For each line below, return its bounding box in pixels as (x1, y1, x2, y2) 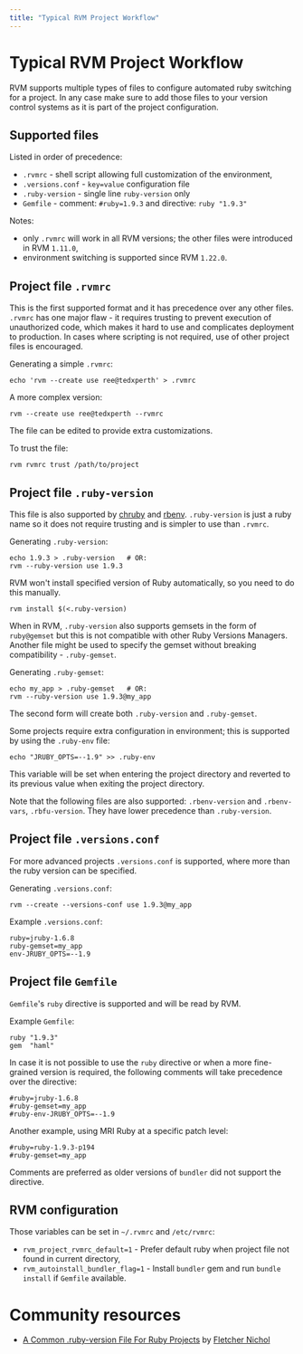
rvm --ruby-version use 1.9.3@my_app (9, 692, 152, 701)
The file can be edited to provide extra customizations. (9, 425, 213, 436)
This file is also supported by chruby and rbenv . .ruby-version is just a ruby (9, 509, 292, 520)
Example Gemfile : (9, 1015, 75, 1026)
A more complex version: (9, 392, 102, 403)
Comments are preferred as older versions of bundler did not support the (9, 1167, 282, 1178)
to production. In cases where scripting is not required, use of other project (9, 331, 289, 342)
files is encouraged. (9, 341, 83, 352)
